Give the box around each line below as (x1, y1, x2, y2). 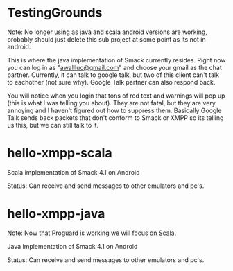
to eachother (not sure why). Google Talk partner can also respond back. (7, 78, 216, 86)
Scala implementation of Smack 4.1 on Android (7, 168, 140, 176)
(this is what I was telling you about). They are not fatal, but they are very (7, 98, 216, 107)
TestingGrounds (7, 5, 103, 21)
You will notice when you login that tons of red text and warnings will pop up (7, 91, 225, 100)
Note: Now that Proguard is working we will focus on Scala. (7, 229, 177, 237)
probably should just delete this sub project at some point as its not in (7, 35, 206, 43)
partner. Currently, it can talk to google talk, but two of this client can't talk (7, 71, 220, 79)
